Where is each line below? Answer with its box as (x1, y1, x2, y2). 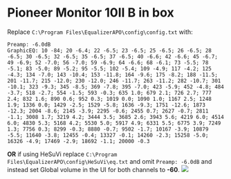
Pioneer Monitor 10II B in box (7, 5, 174, 21)
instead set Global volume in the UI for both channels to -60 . (7, 165, 180, 173)
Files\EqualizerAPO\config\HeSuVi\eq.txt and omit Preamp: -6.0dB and (7, 157, 212, 165)
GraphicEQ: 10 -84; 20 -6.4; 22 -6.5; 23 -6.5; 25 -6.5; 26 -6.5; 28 (7, 47, 212, 54)
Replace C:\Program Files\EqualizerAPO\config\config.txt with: (7, 28, 194, 36)
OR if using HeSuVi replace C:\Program (7, 150, 118, 158)
